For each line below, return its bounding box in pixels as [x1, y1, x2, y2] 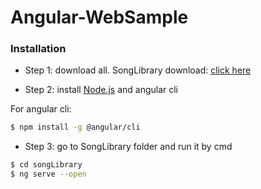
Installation [10, 42, 67, 56]
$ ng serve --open [10, 169, 87, 180]
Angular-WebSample [10, 6, 189, 29]
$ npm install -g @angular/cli [10, 122, 141, 133]
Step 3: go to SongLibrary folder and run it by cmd [24, 141, 233, 153]
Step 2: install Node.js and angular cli [24, 84, 179, 96]
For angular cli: [10, 103, 72, 115]
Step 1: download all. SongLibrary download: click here [24, 64, 252, 76]
